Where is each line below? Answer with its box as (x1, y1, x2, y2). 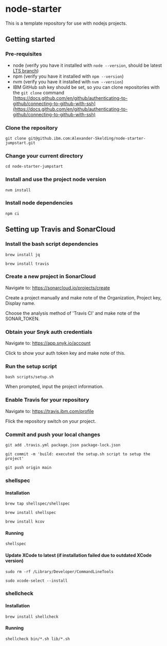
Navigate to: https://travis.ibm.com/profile (5, 408, 94, 414)
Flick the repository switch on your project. (5, 418, 96, 424)
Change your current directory (5, 152, 83, 159)
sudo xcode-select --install (5, 578, 68, 583)
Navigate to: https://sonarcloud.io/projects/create (5, 284, 110, 291)
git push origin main (5, 465, 52, 470)
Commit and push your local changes (5, 430, 100, 438)
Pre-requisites (5, 50, 42, 58)
